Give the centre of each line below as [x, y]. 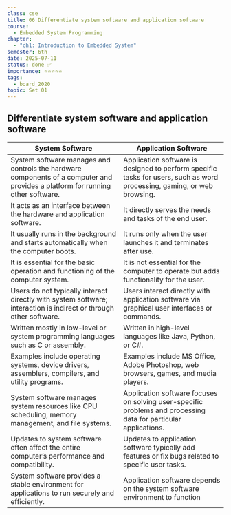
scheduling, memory [44, 414]
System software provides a [56, 476]
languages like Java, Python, [169, 336]
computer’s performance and [58, 456]
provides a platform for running [61, 185]
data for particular [152, 419]
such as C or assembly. [48, 345]
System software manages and [61, 160]
